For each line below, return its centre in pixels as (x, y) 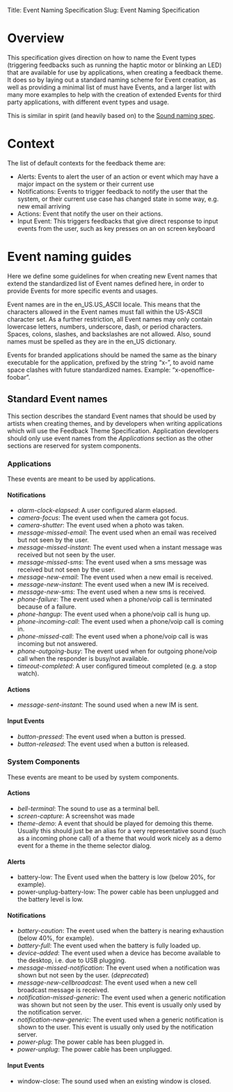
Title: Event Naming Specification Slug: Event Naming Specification (103, 10)
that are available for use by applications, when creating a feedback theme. (115, 72)
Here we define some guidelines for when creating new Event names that (112, 276)
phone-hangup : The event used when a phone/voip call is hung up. (114, 614)
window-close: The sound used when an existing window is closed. (114, 1081)
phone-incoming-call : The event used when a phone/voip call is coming (120, 622)
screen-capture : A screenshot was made (76, 816)
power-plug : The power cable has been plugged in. (91, 1042)
